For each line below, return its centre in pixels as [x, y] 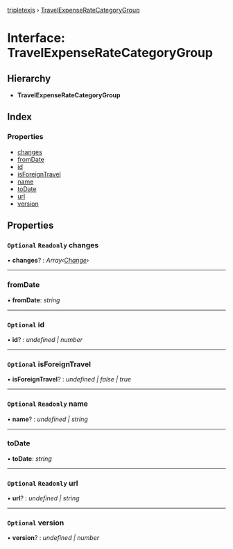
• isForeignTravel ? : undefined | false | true [69, 379]
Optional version [36, 523]
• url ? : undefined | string [43, 498]
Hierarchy [29, 78]
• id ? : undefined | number [45, 339]
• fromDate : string [34, 300]
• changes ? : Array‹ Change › [48, 261]
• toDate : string [29, 459]
